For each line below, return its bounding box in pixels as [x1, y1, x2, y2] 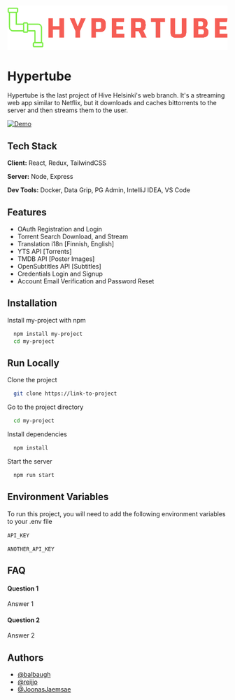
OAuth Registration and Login [17, 224, 103, 233]
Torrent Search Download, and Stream [17, 232, 128, 241]
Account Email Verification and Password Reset [17, 276, 155, 285]
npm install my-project [13, 330, 83, 337]
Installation [7, 297, 57, 309]
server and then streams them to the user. [7, 106, 128, 114]
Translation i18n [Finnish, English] [17, 239, 114, 248]
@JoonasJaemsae [17, 685, 71, 694]
